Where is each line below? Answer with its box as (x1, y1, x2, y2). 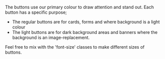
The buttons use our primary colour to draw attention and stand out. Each (5, 4, 154, 10)
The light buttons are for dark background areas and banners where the (12, 29, 158, 35)
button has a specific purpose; (5, 9, 67, 15)
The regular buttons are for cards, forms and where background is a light (12, 19, 160, 25)
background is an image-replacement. (12, 34, 90, 40)
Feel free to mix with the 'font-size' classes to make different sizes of (5, 44, 145, 50)
